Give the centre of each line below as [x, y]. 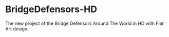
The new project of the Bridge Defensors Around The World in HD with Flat [85, 23]
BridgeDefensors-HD [51, 9]
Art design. [17, 28]
